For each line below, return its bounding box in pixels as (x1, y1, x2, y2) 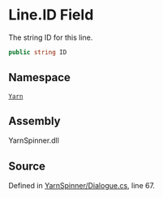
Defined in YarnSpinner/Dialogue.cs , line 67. (8, 181, 156, 191)
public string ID (8, 48, 67, 56)
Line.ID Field (8, 6, 94, 24)
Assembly (8, 114, 61, 128)
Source (8, 159, 46, 173)
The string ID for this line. (8, 32, 93, 42)
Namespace (8, 71, 71, 84)
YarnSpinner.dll (8, 136, 59, 145)
